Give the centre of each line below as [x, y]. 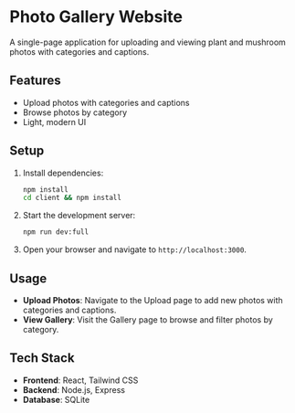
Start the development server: [79, 216]
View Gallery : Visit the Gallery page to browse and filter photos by [148, 320]
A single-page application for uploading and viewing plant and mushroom [147, 42]
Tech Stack [42, 358]
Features [35, 81]
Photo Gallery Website [96, 17]
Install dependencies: [63, 173]
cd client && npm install [72, 198]
